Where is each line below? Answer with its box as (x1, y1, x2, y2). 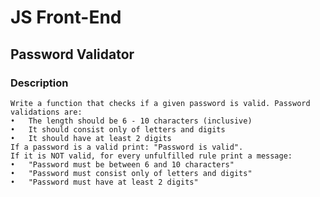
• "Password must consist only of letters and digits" (10, 168, 253, 178)
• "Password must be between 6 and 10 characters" (10, 159, 235, 170)
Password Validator (10, 46, 135, 63)
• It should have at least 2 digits (10, 133, 172, 143)
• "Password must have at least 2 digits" (10, 177, 199, 187)
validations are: (10, 107, 83, 117)
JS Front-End (10, 6, 122, 29)
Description (10, 76, 69, 90)
